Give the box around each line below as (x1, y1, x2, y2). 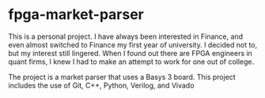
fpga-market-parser (8, 6, 145, 24)
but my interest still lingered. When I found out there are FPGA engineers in (8, 48, 253, 58)
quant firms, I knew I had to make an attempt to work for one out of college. (8, 57, 255, 66)
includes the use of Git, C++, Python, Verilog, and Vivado (8, 81, 195, 90)
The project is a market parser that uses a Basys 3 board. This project (8, 72, 236, 81)
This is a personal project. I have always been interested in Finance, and (8, 32, 244, 41)
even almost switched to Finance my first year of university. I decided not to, (8, 40, 258, 49)
